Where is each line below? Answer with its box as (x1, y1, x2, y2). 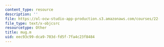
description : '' (5, 12, 38, 17)
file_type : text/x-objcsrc (5, 21, 60, 26)
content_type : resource (5, 7, 54, 12)
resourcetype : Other (5, 25, 47, 30)
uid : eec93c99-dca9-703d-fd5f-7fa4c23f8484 (5, 35, 95, 40)
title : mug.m (5, 30, 32, 35)
